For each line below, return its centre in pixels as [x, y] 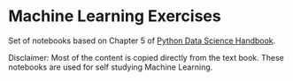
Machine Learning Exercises [115, 16]
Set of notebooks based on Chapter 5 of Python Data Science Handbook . [142, 40]
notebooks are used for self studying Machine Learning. [111, 67]
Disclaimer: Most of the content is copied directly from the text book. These [146, 57]
